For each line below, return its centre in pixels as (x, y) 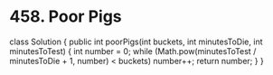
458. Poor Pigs (66, 17)
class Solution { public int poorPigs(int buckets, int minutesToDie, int (136, 42)
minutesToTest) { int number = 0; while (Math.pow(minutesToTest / (133, 51)
